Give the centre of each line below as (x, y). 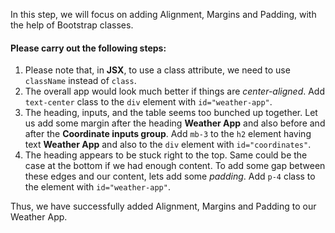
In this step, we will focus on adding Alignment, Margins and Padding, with (163, 14)
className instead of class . (80, 81)
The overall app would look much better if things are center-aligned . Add (174, 91)
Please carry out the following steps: (88, 48)
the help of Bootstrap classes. (72, 25)
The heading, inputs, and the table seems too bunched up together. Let (171, 113)
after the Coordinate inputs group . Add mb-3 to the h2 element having (168, 134)
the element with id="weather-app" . (97, 187)
